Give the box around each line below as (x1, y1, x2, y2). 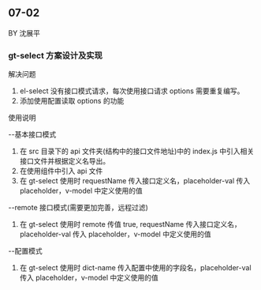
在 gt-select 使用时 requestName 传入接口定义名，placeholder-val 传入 (19, 176, 251, 186)
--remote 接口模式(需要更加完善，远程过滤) (8, 203, 148, 213)
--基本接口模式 (8, 130, 57, 139)
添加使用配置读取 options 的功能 (19, 96, 125, 106)
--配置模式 (8, 247, 43, 256)
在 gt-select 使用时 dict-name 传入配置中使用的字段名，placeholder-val (19, 263, 252, 273)
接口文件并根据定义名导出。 (19, 156, 110, 166)
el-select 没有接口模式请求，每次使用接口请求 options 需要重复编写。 (19, 86, 244, 96)
